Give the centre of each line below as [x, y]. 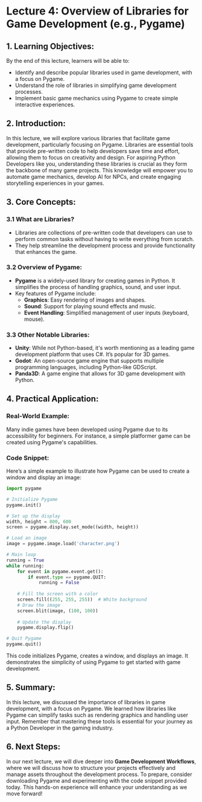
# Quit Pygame [24, 639]
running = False [59, 583]
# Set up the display [33, 516]
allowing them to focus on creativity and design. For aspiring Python [91, 157]
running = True [25, 560]
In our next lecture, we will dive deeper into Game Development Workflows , [101, 761]
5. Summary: [31, 687]
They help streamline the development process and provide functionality [105, 245]
